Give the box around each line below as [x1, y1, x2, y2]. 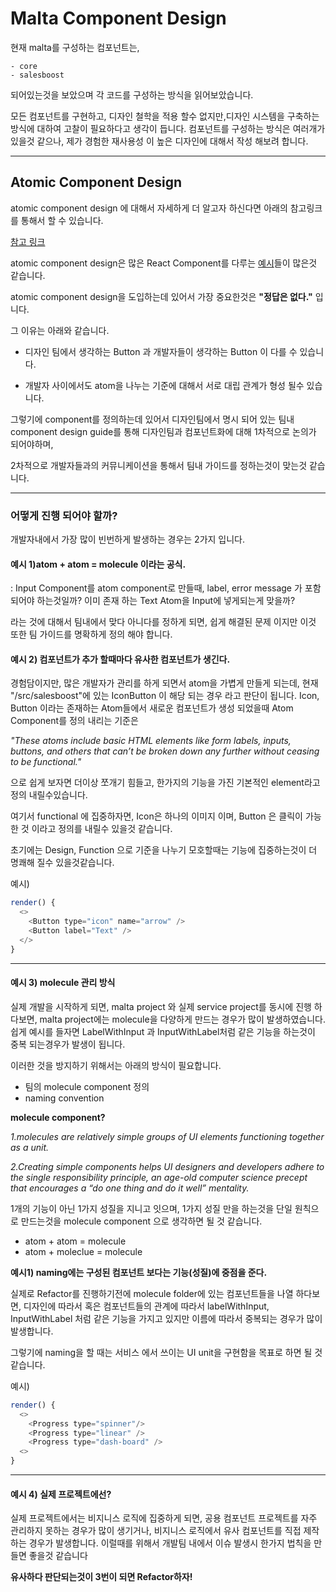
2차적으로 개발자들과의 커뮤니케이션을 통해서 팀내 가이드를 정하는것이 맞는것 [10, 459, 308, 471]
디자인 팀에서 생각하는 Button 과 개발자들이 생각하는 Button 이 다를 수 [24, 345, 298, 357]
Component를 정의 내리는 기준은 [10, 715, 139, 727]
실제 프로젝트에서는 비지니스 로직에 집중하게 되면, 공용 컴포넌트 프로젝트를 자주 [10, 1512, 318, 1524]
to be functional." [10, 756, 82, 768]
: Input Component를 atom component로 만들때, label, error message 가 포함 [10, 582, 322, 594]
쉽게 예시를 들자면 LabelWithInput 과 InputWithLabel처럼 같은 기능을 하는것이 [10, 1025, 316, 1037]
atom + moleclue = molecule [24, 1245, 143, 1257]
